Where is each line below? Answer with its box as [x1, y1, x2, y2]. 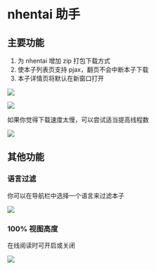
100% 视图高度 [7, 224, 58, 233]
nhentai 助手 [7, 6, 81, 22]
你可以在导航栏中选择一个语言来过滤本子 [7, 191, 124, 200]
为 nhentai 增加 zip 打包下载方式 [17, 57, 111, 65]
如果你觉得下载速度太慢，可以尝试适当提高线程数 [7, 115, 149, 124]
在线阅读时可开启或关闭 [7, 240, 75, 250]
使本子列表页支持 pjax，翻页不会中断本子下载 [17, 65, 149, 74]
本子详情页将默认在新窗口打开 [17, 75, 104, 82]
